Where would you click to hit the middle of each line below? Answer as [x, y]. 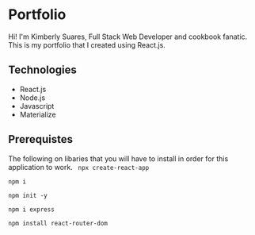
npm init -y [28, 195]
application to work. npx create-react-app [79, 167]
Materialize [38, 114]
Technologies [43, 70]
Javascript [37, 106]
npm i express [32, 209]
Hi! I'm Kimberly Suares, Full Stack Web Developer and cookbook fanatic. [128, 37]
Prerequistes [41, 139]
